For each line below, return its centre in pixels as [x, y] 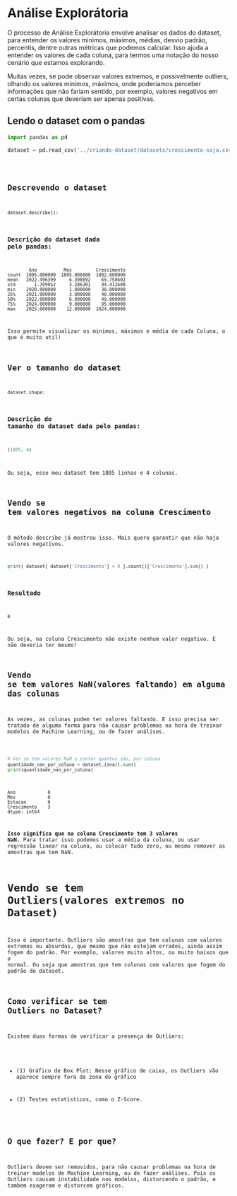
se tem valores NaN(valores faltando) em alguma [116, 685]
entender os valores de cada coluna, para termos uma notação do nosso [113, 55]
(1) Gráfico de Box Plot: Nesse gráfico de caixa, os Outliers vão [117, 1071]
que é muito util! [34, 337]
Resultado [24, 593]
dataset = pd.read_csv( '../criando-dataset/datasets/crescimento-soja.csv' [121, 150]
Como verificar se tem [57, 1001]
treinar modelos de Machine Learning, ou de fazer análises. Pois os [112, 1173]
